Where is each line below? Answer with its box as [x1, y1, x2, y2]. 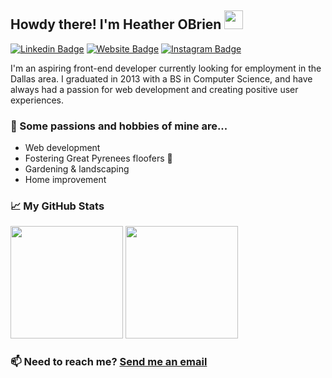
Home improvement [24, 174, 107, 186]
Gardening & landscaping [24, 163, 130, 175]
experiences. [10, 94, 65, 106]
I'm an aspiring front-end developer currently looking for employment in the [10, 62, 322, 74]
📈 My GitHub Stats [10, 199, 105, 213]
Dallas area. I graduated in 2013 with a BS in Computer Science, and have [10, 72, 313, 85]
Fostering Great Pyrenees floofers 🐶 [24, 152, 173, 165]
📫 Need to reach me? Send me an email [10, 355, 208, 369]
